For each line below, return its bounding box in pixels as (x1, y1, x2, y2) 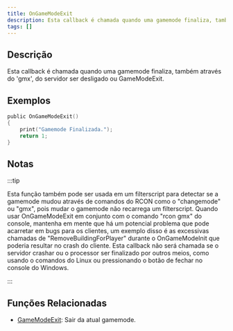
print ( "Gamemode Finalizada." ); (19, 126, 113, 133)
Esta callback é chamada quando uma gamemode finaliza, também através (7, 67, 222, 76)
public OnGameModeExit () (7, 113, 79, 120)
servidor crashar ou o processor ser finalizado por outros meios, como (7, 249, 209, 257)
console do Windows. (7, 264, 69, 272)
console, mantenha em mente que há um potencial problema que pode (7, 219, 209, 228)
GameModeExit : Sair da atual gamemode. (17, 316, 137, 323)
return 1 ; (19, 133, 49, 139)
